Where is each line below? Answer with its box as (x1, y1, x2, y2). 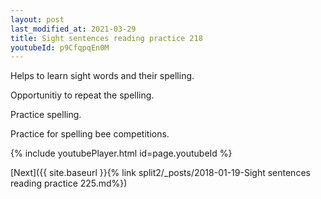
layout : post (10, 14, 65, 25)
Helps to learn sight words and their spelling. (10, 70, 195, 82)
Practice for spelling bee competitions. (10, 128, 170, 140)
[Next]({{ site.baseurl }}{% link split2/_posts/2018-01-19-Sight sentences (10, 167, 311, 179)
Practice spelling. (10, 109, 82, 121)
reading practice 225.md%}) (10, 177, 128, 190)
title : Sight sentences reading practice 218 (10, 33, 203, 43)
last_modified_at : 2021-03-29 (10, 24, 137, 34)
